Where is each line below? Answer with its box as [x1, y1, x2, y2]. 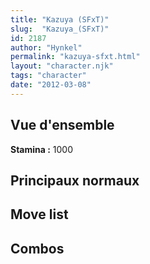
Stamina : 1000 [10, 143, 74, 155]
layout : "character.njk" [10, 61, 114, 71]
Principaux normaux [10, 172, 140, 189]
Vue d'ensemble [10, 117, 115, 134]
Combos [10, 240, 65, 257]
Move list [10, 206, 69, 223]
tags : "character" [10, 71, 87, 81]
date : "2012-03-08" [10, 80, 92, 90]
